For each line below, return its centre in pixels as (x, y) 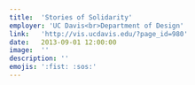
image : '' (29, 50)
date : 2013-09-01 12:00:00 (63, 42)
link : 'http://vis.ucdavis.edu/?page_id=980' (99, 34)
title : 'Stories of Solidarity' (71, 17)
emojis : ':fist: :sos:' (53, 67)
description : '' (39, 58)
